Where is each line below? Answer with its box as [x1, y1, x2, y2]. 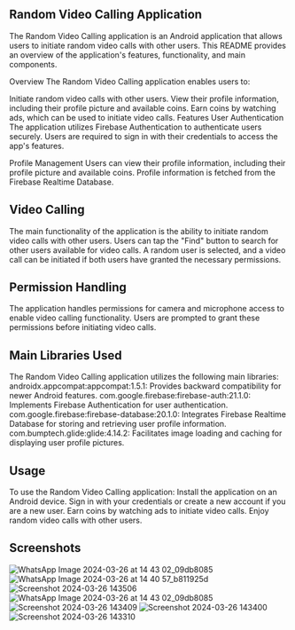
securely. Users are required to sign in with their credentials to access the [9, 130, 278, 141]
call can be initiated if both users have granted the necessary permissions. [9, 254, 282, 264]
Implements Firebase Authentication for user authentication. [9, 399, 229, 411]
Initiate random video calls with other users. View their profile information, [9, 93, 279, 104]
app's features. [9, 140, 65, 151]
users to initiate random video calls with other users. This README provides [9, 40, 286, 51]
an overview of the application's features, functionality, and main [9, 49, 246, 60]
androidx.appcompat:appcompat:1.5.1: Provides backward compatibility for [9, 381, 282, 391]
